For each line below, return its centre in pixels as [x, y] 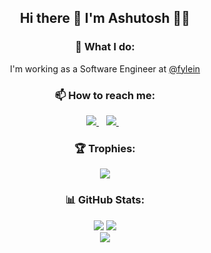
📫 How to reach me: [105, 95]
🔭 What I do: [105, 47]
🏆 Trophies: [105, 148]
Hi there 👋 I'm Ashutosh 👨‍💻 [105, 18]
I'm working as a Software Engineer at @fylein [105, 68]
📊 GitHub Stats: [105, 200]
